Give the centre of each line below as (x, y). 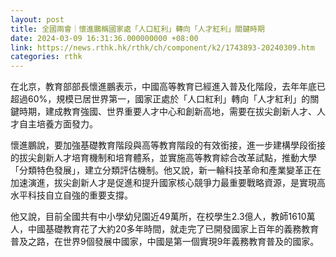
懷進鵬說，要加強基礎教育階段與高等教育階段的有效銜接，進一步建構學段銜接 (168, 145)
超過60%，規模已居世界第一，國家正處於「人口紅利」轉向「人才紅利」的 (160, 99)
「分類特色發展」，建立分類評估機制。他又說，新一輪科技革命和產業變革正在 (166, 170)
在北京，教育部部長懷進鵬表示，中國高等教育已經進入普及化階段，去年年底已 (168, 87)
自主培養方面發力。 (58, 124)
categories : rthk (46, 57)
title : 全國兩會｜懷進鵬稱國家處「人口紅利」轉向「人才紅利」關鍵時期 (137, 29)
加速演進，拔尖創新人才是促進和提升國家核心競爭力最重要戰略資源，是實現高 (168, 183)
